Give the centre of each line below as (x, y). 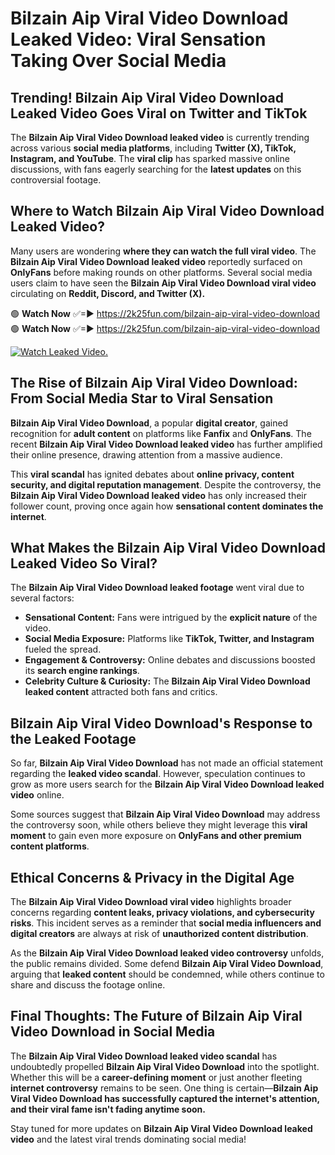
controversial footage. (56, 180)
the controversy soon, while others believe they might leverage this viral (159, 825)
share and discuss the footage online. (88, 985)
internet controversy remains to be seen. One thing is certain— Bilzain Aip (164, 1088)
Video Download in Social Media (113, 1032)
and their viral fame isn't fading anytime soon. (108, 1109)
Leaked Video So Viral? (84, 563)
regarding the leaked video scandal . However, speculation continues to (158, 774)
